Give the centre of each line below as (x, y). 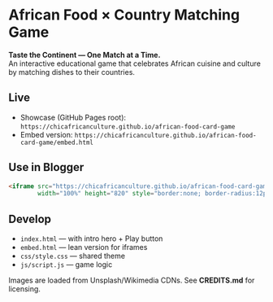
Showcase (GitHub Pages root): (73, 117)
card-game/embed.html (56, 142)
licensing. (24, 289)
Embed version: (46, 134)
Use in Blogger (46, 167)
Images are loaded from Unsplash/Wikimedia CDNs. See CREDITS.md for (132, 280)
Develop (30, 219)
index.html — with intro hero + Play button (91, 239)
